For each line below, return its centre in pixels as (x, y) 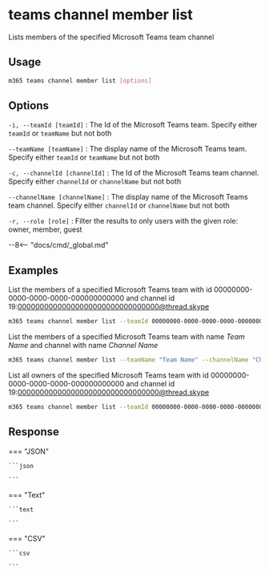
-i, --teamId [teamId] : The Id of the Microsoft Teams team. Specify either (133, 125)
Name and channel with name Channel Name (83, 346)
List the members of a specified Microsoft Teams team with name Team (127, 337)
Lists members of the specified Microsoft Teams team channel (111, 37)
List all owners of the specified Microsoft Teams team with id (109, 375)
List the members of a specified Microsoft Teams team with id (110, 289)
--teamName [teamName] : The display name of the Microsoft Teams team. (128, 149)
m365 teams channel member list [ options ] (80, 81)
